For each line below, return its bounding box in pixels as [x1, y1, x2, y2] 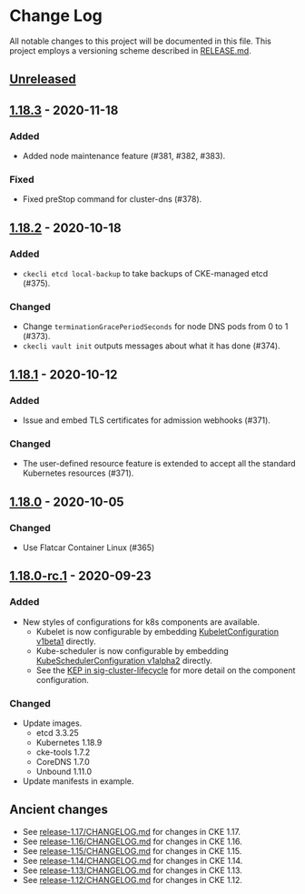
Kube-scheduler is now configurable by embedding [35, 645, 229, 656]
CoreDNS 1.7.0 [35, 756, 91, 767]
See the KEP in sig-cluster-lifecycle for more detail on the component [35, 665, 296, 676]
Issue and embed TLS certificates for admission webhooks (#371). [22, 415, 271, 426]
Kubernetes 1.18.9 [35, 737, 103, 748]
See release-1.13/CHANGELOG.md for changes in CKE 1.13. [22, 865, 242, 876]
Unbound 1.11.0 [35, 766, 93, 777]
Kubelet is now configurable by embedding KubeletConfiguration [35, 626, 280, 637]
